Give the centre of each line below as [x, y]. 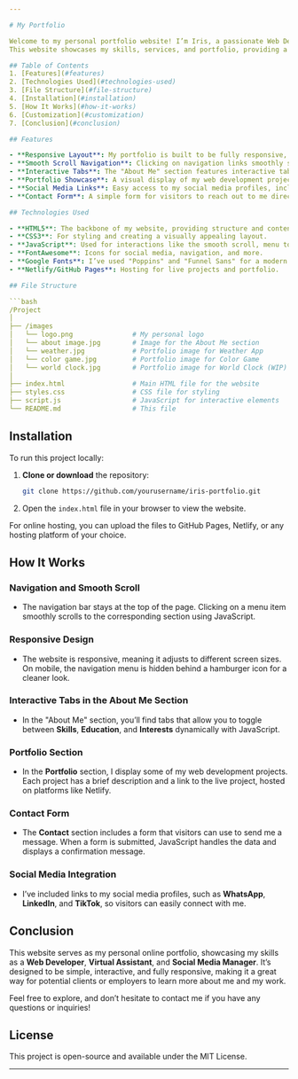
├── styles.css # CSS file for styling [114, 392]
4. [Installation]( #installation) [73, 98]
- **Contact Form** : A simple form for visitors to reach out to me [138, 196]
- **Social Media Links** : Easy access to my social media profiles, [141, 188]
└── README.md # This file [93, 409]
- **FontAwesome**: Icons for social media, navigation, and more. [137, 254]
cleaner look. [46, 677]
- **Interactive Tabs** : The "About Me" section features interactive [142, 172]
